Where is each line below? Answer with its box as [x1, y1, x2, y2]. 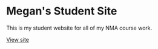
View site [6, 36, 29, 43]
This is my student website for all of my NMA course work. [6, 24, 153, 31]
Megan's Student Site [6, 4, 117, 18]
